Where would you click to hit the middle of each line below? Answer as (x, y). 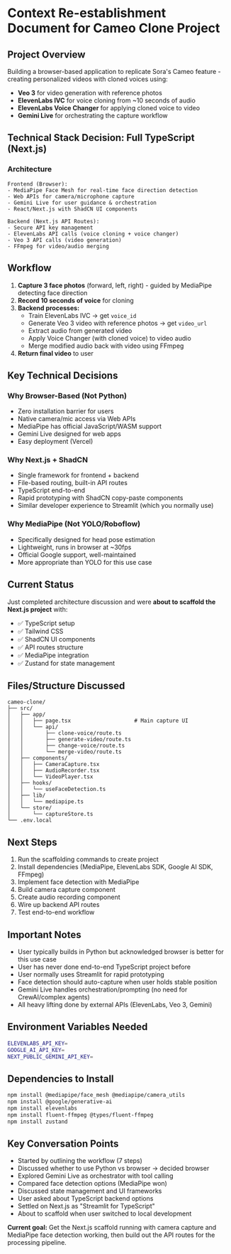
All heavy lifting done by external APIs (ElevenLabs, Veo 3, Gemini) (115, 1005)
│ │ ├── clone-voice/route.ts (64, 733)
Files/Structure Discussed (66, 685)
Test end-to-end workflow (56, 913)
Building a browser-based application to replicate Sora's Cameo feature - (114, 71)
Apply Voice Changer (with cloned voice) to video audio (109, 338)
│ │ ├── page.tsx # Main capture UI (98, 721)
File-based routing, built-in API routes (72, 483)
